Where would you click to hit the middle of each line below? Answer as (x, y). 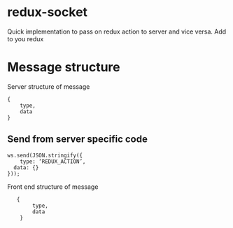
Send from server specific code (78, 140)
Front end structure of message (53, 187)
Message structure (64, 67)
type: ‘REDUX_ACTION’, (53, 162)
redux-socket (48, 12)
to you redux (26, 38)
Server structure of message (49, 86)
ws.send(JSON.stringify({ (45, 155)
